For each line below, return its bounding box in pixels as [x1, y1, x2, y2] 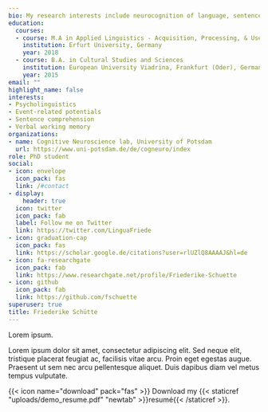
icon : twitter [15, 204, 62, 212]
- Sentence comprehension [8, 116, 94, 124]
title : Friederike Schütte [8, 308, 98, 316]
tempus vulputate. [8, 371, 68, 380]
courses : [15, 26, 45, 34]
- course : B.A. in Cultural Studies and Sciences [15, 57, 183, 65]
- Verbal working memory [8, 123, 91, 131]
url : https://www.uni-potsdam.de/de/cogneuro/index [15, 145, 191, 153]
